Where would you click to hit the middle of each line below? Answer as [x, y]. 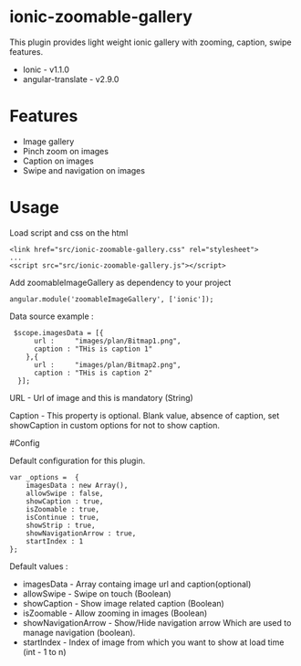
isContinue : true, [63, 517]
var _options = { [44, 477]
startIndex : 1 [55, 541]
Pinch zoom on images [66, 151]
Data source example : [52, 316]
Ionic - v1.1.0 [46, 69]
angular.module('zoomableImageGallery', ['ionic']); [112, 299]
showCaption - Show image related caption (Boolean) [124, 603]
